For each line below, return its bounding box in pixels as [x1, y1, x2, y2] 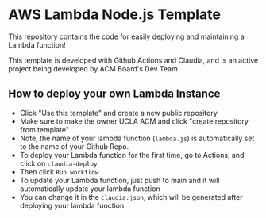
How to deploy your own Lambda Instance [8, 87, 221, 101]
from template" [19, 124, 70, 134]
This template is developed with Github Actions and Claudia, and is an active [8, 55, 259, 65]
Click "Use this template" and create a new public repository [19, 108, 218, 117]
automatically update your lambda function [19, 184, 160, 193]
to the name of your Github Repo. [19, 141, 129, 151]
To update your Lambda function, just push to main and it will [19, 175, 220, 185]
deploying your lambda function [19, 201, 125, 210]
